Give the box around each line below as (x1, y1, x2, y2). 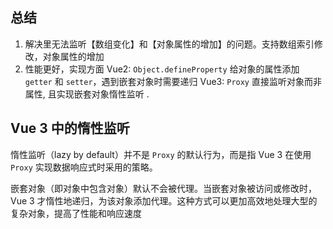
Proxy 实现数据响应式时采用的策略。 (10, 161, 158, 173)
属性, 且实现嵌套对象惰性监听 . (24, 88, 150, 100)
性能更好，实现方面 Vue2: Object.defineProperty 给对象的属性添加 (24, 63, 300, 75)
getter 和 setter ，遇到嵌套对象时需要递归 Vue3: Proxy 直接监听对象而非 (24, 75, 322, 87)
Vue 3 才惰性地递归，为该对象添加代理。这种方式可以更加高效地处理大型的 (10, 194, 318, 207)
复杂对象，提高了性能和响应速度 (10, 207, 142, 219)
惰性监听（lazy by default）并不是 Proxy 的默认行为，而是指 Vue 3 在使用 (10, 148, 312, 160)
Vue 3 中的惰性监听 (10, 120, 130, 137)
